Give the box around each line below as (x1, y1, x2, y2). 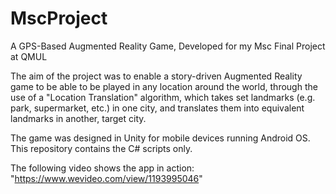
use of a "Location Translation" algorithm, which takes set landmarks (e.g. (10, 91, 316, 103)
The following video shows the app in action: (10, 162, 195, 174)
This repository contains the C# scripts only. (10, 142, 193, 154)
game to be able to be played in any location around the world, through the (10, 80, 318, 92)
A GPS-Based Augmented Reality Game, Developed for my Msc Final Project (10, 40, 326, 52)
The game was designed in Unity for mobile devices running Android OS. (10, 132, 311, 144)
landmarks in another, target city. (10, 112, 147, 124)
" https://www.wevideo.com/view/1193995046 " (10, 172, 203, 184)
